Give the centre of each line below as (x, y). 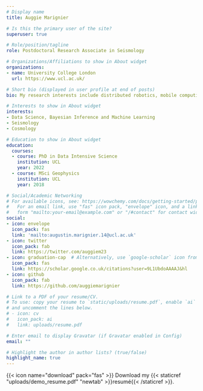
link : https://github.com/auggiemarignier (66, 286)
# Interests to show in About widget (54, 106)
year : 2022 (31, 168)
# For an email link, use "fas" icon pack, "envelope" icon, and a (96, 207)
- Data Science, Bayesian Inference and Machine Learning (81, 118)
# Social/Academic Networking (44, 195)
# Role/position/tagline (37, 45)
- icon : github (25, 274)
